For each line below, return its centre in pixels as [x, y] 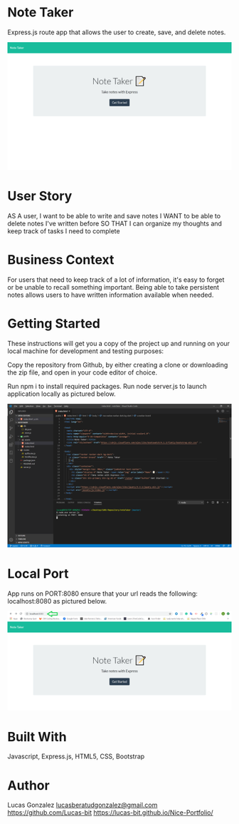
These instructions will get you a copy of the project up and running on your [118, 343]
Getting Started [54, 324]
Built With [37, 737]
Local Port [38, 573]
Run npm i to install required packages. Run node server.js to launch [107, 386]
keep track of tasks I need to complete [64, 231]
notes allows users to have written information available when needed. [111, 295]
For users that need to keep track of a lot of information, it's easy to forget [116, 280]
